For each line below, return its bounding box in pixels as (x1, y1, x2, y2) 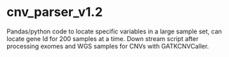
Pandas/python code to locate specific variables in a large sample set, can (6, 27, 223, 35)
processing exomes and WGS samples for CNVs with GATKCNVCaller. (6, 42, 209, 50)
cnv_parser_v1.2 (6, 4, 103, 20)
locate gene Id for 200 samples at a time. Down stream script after (6, 34, 199, 42)
